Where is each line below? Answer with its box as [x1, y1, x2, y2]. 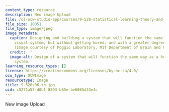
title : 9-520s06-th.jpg [5, 82, 55, 87]
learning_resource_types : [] [5, 64, 66, 69]
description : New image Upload [5, 12, 71, 17]
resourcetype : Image [5, 78, 49, 83]
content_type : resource [5, 7, 55, 13]
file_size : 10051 [5, 21, 42, 27]
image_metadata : [5, 31, 39, 36]
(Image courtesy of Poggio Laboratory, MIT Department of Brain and [14, 45, 161, 50]
